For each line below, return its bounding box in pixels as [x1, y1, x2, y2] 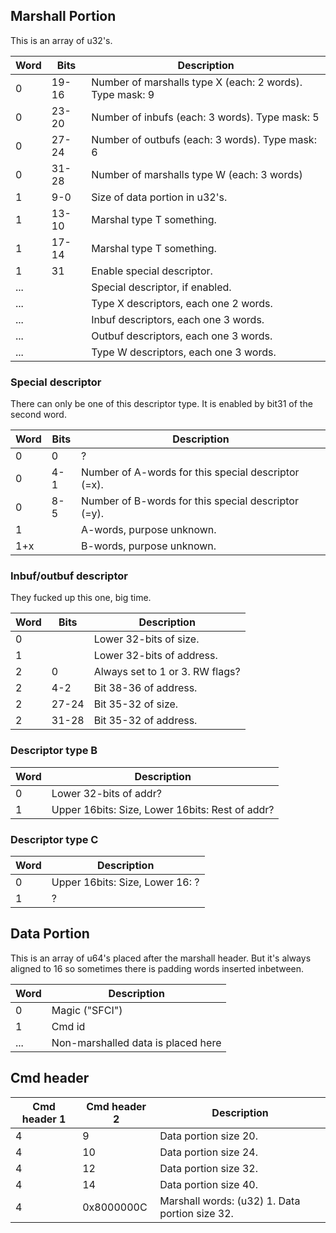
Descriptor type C [10, 832, 99, 846]
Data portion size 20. [159, 1129, 259, 1143]
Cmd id [51, 1019, 86, 1033]
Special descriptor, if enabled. [91, 280, 232, 294]
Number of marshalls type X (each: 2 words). [91, 75, 303, 89]
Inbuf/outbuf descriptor [10, 569, 128, 583]
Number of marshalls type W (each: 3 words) [91, 167, 303, 181]
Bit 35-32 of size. [93, 697, 179, 711]
